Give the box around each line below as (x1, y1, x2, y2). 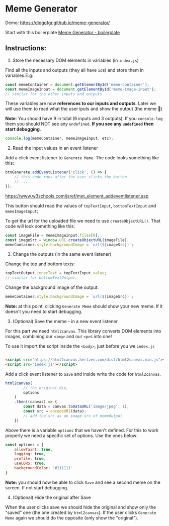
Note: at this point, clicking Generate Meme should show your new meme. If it (5, 303, 163, 309)
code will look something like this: (5, 223, 75, 229)
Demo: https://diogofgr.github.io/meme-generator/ (5, 20, 110, 26)
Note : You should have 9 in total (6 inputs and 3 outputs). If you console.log (5, 116, 163, 122)
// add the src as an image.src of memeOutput (23, 413, 123, 418)
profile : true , (14, 456, 46, 461)
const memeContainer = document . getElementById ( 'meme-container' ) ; (5, 82, 150, 87)
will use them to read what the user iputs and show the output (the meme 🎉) (5, 106, 162, 112)
